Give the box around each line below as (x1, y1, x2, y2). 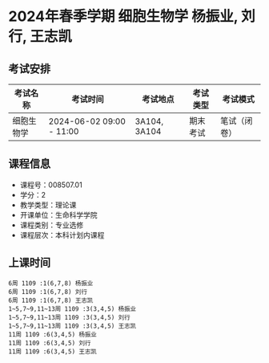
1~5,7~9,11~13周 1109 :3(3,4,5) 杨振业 (8, 304, 137, 313)
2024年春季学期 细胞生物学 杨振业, (8, 7, 239, 26)
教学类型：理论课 (19, 200, 77, 210)
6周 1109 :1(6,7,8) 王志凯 (8, 296, 94, 304)
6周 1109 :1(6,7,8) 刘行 (8, 288, 88, 296)
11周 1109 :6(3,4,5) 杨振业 (8, 330, 98, 338)
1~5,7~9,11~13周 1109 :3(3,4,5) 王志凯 (8, 322, 137, 330)
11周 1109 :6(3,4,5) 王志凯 (8, 347, 98, 356)
